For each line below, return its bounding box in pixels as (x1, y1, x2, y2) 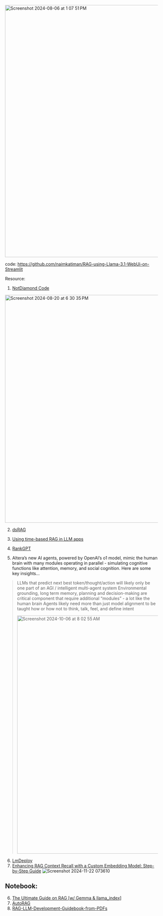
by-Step (12, 868, 29, 874)
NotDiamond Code (12, 285, 49, 291)
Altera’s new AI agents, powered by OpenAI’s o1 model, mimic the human (12, 555, 158, 561)
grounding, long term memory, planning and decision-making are (16, 590, 147, 596)
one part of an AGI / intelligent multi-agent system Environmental (16, 585, 147, 591)
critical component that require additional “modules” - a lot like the (16, 596, 150, 601)
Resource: (5, 276, 26, 281)
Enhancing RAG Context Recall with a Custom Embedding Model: (12, 863, 142, 868)
